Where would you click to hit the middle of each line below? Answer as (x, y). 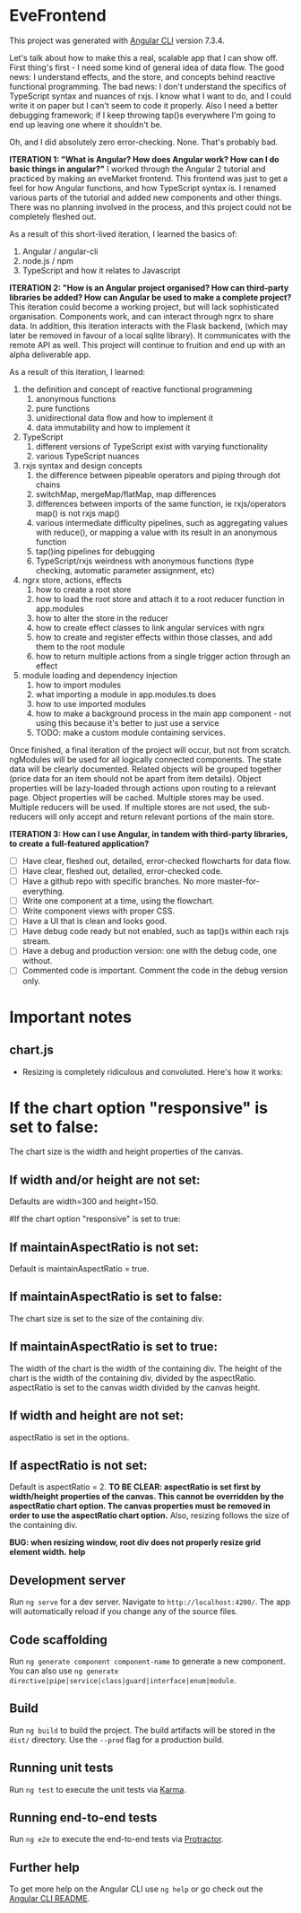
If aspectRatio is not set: (78, 1465)
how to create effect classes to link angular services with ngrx (150, 627)
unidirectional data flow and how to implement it (124, 417)
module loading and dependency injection (100, 675)
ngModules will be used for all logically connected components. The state (146, 759)
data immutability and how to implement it (113, 427)
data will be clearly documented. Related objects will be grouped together (146, 769)
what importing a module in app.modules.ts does (126, 694)
